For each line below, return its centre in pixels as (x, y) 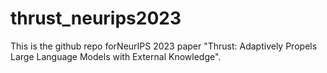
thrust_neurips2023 (96, 18)
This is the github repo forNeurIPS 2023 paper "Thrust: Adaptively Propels (164, 46)
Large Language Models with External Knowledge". (116, 56)
